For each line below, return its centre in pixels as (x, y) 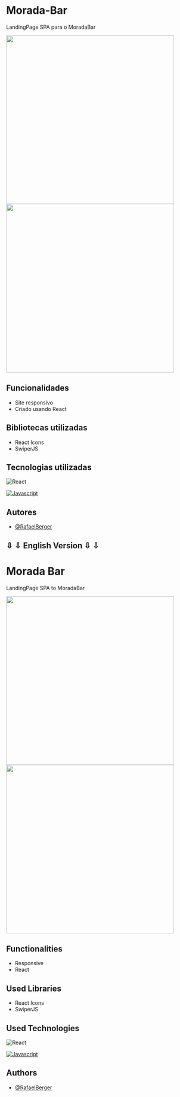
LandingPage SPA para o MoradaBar (51, 27)
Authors (22, 1073)
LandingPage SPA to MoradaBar (46, 588)
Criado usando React (41, 409)
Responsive (29, 963)
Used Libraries (34, 988)
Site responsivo (34, 403)
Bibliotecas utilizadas (47, 428)
